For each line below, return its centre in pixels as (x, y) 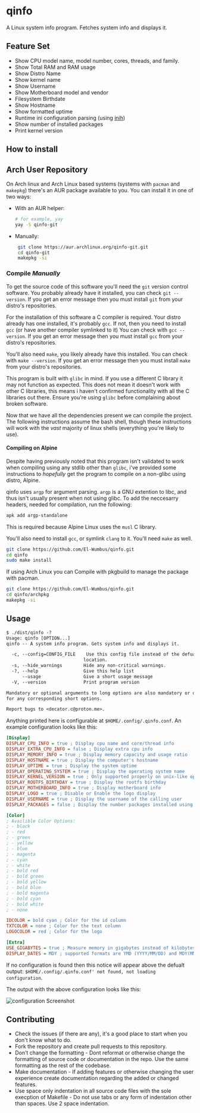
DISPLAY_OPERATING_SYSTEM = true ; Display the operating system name (96, 771)
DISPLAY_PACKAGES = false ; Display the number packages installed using (100, 804)
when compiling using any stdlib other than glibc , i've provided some (91, 468)
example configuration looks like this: (52, 727)
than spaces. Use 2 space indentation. (62, 1103)
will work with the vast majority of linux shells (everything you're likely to (95, 428)
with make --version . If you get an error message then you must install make (99, 360)
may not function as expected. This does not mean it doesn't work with (93, 385)
